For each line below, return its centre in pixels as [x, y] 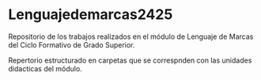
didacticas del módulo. [45, 68]
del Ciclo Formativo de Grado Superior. [72, 44]
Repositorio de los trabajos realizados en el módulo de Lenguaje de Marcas [131, 36]
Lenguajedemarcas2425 [91, 15]
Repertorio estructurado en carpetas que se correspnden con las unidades [130, 60]
